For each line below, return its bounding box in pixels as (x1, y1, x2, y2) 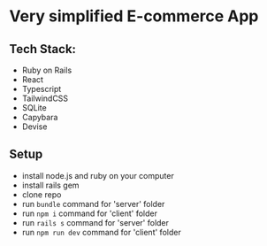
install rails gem (21, 180, 80, 190)
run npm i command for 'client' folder (21, 208, 157, 219)
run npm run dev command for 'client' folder (21, 227, 181, 237)
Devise (21, 121, 48, 132)
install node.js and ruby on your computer (21, 170, 174, 181)
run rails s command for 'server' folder (21, 217, 170, 227)
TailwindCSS (21, 93, 69, 104)
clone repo (21, 188, 62, 200)
